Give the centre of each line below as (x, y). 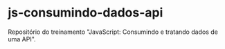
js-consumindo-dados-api (85, 13)
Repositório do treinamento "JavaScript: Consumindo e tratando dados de (113, 32)
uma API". (22, 39)
